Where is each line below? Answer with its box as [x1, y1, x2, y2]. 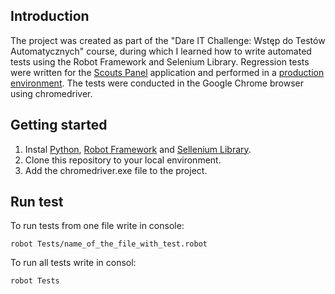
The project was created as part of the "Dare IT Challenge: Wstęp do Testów [10, 34, 326, 46]
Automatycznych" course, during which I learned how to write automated [10, 45, 312, 57]
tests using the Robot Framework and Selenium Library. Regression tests [10, 55, 310, 68]
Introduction [10, 8, 90, 25]
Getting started [10, 117, 108, 134]
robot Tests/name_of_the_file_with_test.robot [10, 239, 208, 249]
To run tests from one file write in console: [10, 220, 185, 232]
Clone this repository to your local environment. [24, 154, 222, 166]
